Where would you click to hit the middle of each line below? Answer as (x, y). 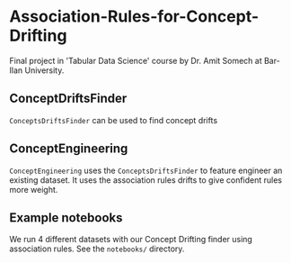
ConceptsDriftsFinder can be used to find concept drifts (114, 120)
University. (44, 70)
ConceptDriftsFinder (68, 99)
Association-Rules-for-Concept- (134, 17)
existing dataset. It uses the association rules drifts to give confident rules (146, 180)
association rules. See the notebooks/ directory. (97, 249)
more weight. (34, 189)
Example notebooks (66, 218)
